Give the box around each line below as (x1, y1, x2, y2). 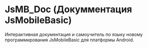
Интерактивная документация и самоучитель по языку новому (5, 31, 143, 37)
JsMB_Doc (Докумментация (5, 4, 132, 15)
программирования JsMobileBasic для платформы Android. (5, 37, 134, 43)
